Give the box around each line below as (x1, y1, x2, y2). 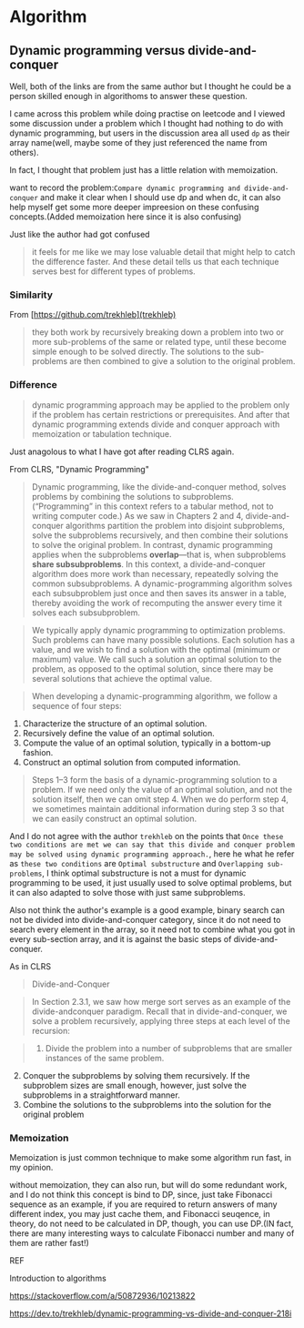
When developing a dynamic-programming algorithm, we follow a (31, 690, 278, 702)
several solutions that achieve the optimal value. (31, 673, 212, 684)
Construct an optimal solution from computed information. (22, 756, 241, 767)
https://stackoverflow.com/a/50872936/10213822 (9, 1290, 196, 1301)
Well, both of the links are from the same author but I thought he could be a (9, 81, 291, 92)
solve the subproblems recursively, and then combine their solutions (31, 530, 289, 541)
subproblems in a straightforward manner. (22, 1090, 180, 1100)
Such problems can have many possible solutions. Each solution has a (31, 634, 296, 645)
